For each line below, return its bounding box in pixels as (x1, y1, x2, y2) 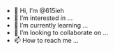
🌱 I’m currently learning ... (13, 21, 89, 29)
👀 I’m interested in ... (13, 14, 73, 22)
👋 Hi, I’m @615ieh (13, 7, 65, 14)
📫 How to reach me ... (13, 37, 79, 44)
